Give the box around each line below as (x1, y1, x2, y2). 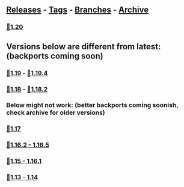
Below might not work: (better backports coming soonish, (6, 101, 179, 109)
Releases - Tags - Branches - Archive (6, 5, 149, 15)
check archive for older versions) (6, 108, 105, 117)
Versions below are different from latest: (6, 41, 161, 52)
